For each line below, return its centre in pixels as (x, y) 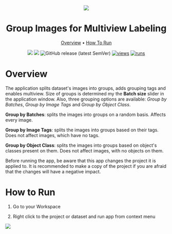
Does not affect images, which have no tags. (52, 135)
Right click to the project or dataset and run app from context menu (84, 216)
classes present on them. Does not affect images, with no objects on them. (84, 150)
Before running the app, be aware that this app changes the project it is (81, 161)
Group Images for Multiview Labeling (86, 28)
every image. (19, 120)
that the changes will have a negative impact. (53, 171)
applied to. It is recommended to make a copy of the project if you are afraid (86, 166)
